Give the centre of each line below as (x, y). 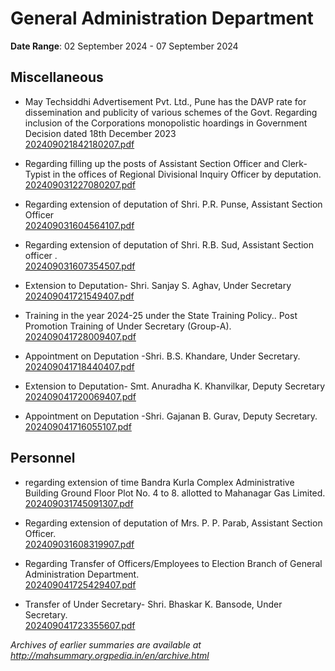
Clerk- (294, 163)
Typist (37, 174)
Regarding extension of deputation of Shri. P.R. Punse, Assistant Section (173, 204)
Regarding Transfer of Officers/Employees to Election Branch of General (173, 563)
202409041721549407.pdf (79, 296)
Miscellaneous (57, 77)
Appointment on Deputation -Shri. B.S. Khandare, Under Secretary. (162, 356)
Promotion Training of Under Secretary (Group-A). (128, 326)
